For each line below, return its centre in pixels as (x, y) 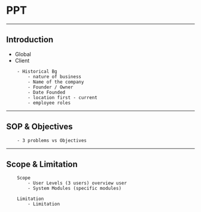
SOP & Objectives (39, 127)
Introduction (30, 40)
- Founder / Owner (51, 87)
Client (22, 60)
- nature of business (55, 76)
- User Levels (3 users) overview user (77, 183)
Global (23, 54)
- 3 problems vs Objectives (52, 140)
